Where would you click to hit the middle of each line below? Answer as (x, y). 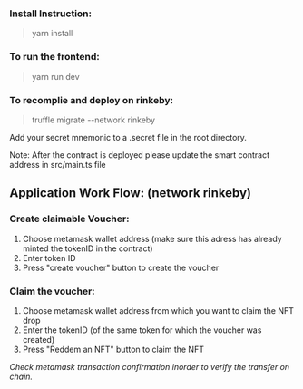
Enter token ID (49, 258)
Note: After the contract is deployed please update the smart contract (140, 155)
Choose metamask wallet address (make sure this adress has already (152, 238)
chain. (21, 376)
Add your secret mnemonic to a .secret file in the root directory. (128, 137)
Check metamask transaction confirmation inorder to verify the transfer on (150, 366)
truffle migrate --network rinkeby (93, 120)
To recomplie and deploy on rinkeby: (92, 100)
